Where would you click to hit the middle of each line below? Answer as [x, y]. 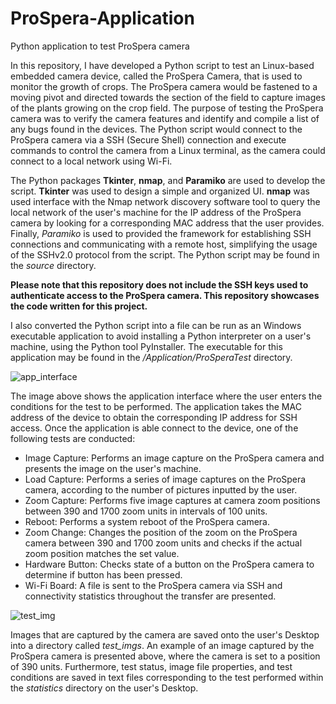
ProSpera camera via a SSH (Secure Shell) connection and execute [148, 139]
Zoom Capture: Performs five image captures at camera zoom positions [172, 500]
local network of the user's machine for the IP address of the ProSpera [156, 212]
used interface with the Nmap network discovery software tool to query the [165, 201]
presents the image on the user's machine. [113, 468]
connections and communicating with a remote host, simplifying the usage [164, 244]
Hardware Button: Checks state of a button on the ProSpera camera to [169, 564]
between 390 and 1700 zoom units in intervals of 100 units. [146, 511]
